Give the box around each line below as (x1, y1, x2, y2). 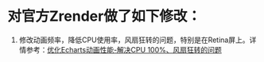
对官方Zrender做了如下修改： (7, 7, 202, 25)
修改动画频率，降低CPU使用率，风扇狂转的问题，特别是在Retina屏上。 (18, 35, 250, 45)
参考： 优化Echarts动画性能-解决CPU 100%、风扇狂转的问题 (25, 45, 222, 54)
